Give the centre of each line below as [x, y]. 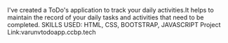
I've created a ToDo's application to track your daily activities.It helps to [110, 10]
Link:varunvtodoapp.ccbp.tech [52, 32]
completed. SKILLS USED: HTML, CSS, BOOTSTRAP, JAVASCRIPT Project [114, 25]
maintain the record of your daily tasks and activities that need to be [106, 17]
